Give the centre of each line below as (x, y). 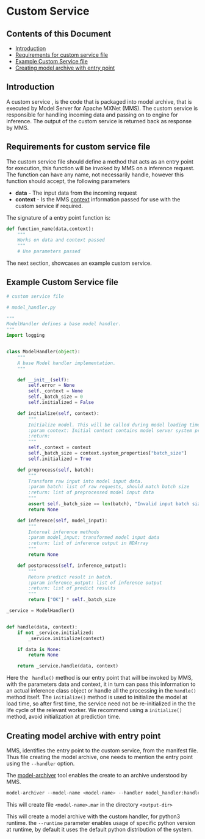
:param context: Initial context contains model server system (110, 430)
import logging (26, 336)
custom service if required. (49, 206)
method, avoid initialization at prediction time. (63, 717)
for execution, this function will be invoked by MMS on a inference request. (101, 168)
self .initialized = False (61, 403)
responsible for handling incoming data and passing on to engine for (92, 115)
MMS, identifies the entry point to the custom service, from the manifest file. (102, 751)
